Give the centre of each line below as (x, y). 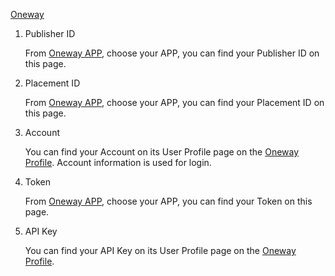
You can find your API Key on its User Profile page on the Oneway (160, 250)
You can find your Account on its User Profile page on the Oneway (162, 152)
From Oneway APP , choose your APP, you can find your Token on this (168, 201)
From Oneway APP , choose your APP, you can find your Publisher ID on (172, 53)
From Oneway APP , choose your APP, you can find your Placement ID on (174, 102)
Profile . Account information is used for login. (118, 162)
